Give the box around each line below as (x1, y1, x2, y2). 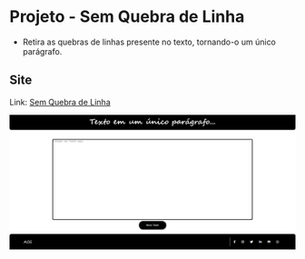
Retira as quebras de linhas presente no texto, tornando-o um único (22, 36, 277, 47)
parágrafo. (22, 45, 63, 56)
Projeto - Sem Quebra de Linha (9, 6, 245, 27)
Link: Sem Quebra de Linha (9, 96, 111, 107)
